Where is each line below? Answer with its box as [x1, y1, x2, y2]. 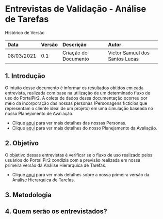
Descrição [62, 41, 87, 48]
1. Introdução [5, 72, 45, 80]
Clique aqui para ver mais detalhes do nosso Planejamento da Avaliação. [12, 125, 158, 131]
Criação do [62, 49, 88, 56]
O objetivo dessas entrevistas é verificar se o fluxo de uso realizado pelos [5, 152, 153, 158]
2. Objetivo [5, 139, 39, 147]
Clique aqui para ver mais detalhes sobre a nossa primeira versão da [12, 172, 149, 177]
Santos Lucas [108, 55, 139, 62]
